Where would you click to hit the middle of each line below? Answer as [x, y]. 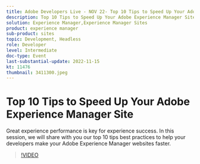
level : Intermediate [32, 51]
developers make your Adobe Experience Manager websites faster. [89, 144]
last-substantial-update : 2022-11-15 [53, 61]
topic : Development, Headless [44, 39]
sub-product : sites [30, 34]
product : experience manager [42, 28]
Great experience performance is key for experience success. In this [90, 131]
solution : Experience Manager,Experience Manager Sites [77, 23]
